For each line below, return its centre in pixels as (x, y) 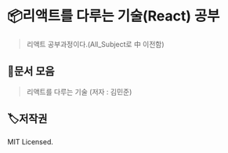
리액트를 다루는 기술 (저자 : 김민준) (79, 92)
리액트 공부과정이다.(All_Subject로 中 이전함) (96, 44)
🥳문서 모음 (31, 71)
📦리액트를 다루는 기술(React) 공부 (114, 16)
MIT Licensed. (31, 141)
